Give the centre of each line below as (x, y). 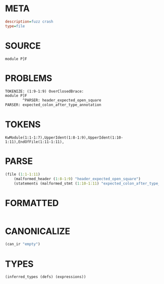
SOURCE (23, 46)
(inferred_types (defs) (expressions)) (46, 277)
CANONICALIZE (38, 231)
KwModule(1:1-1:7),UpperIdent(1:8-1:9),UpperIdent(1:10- (64, 138)
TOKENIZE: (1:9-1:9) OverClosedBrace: (44, 91)
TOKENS (23, 125)
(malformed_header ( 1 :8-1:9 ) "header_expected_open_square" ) (77, 179)
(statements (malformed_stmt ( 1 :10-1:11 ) (56, 183)
